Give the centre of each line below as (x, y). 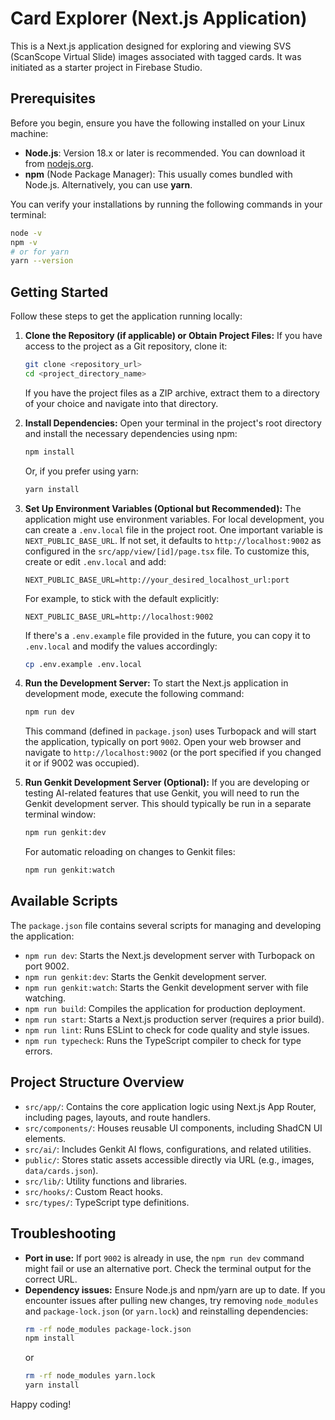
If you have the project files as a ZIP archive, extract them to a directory (172, 393)
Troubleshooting (63, 1233)
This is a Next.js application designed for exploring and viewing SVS (151, 46)
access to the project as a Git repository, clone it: (126, 346)
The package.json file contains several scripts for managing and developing (166, 925)
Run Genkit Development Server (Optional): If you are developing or (167, 783)
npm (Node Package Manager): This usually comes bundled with (158, 174)
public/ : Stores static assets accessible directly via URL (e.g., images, (169, 1159)
